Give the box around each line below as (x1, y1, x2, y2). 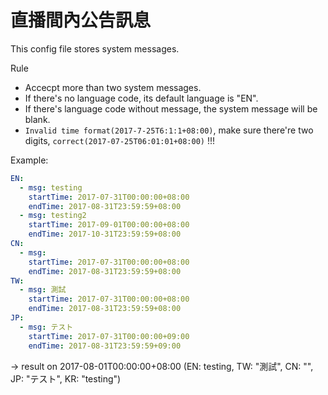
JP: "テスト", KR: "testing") (10, 372, 122, 385)
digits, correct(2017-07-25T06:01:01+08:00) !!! (24, 134, 215, 146)
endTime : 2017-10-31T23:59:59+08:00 (28, 229, 182, 240)
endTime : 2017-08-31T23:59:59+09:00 (28, 341, 182, 351)
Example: (10, 154, 49, 166)
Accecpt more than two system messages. (24, 81, 202, 93)
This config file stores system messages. (10, 42, 180, 55)
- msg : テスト (19, 322, 74, 332)
